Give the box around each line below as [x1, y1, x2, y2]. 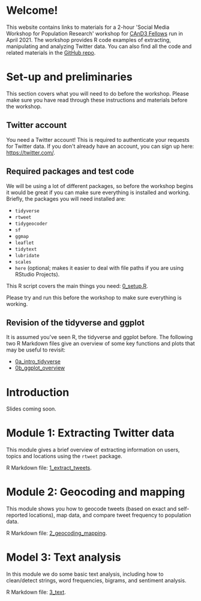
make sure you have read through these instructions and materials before [6, 96, 188, 103]
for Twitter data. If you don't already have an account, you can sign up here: [6, 142, 194, 150]
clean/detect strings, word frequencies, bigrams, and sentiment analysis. [6, 577, 187, 584]
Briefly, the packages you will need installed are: [6, 195, 126, 202]
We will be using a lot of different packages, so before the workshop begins [6, 182, 194, 189]
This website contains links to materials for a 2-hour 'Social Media [6, 23, 170, 31]
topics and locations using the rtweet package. [6, 453, 123, 460]
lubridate [14, 252, 40, 258]
